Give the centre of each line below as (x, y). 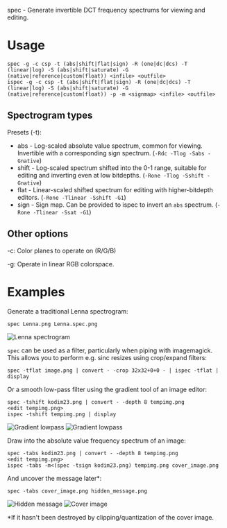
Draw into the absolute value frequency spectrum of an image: (96, 441)
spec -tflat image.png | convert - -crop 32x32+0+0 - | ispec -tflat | (113, 371)
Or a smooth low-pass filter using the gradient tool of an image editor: (107, 389)
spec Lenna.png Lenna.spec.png (52, 324)
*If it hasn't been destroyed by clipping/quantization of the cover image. (110, 517)
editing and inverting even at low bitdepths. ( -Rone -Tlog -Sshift (111, 175)
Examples (36, 292)
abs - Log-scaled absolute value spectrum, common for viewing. (110, 146)
